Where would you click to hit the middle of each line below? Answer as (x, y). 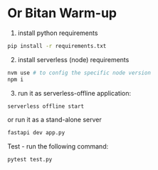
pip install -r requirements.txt (57, 46)
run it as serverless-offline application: (74, 93)
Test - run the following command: (58, 146)
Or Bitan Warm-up (62, 13)
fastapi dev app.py (36, 133)
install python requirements (58, 33)
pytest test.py (30, 160)
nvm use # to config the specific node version (79, 73)
